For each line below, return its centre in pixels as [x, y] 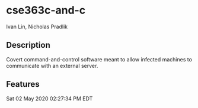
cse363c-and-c [46, 10]
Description [28, 45]
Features [23, 84]
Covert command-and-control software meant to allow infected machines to [99, 59]
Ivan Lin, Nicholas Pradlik [37, 27]
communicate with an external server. [52, 66]
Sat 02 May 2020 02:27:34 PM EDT [49, 99]
